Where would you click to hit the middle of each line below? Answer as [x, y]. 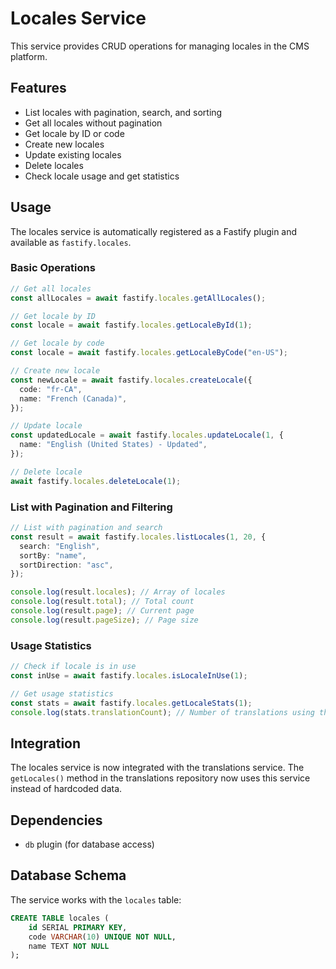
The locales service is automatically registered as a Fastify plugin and [154, 231]
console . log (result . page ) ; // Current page [102, 611]
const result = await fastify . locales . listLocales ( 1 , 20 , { [138, 537]
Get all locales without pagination [93, 123]
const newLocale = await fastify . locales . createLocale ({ [131, 380]
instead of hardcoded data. [66, 789]
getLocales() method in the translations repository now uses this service [160, 778]
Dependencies [56, 820]
